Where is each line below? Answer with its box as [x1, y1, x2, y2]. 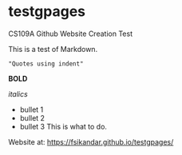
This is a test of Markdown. [8, 44, 98, 54]
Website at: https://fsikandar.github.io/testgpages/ [8, 137, 174, 146]
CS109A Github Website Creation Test [8, 29, 133, 38]
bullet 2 [19, 113, 45, 122]
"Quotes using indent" [8, 59, 84, 68]
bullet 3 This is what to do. [19, 121, 108, 131]
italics [8, 89, 28, 98]
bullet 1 [19, 105, 44, 114]
